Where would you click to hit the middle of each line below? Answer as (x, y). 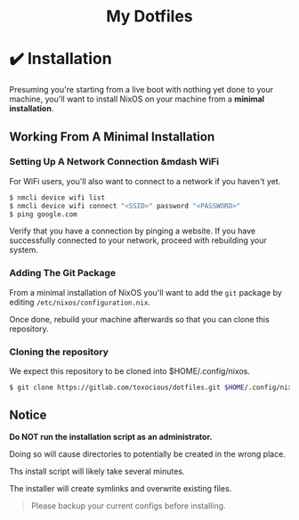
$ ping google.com (43, 214)
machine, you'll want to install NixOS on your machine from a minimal (137, 99)
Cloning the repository (59, 352)
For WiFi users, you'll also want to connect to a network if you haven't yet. (145, 181)
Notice (28, 415)
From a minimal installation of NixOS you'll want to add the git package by (145, 292)
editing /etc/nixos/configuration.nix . (80, 302)
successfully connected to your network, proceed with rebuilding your (138, 240)
